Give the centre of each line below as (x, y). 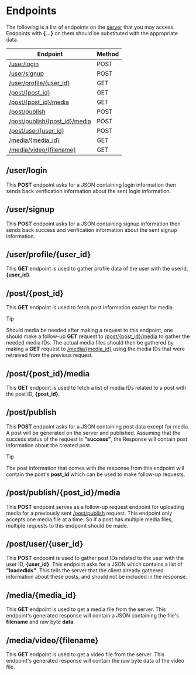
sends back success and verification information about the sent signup (92, 230)
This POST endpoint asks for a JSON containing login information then (91, 185)
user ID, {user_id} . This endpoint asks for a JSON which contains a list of (94, 564)
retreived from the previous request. (50, 355)
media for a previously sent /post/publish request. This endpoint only (89, 513)
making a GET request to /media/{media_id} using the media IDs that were (96, 349)
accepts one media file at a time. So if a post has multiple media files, (90, 519)
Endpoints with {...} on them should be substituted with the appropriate (92, 33)
